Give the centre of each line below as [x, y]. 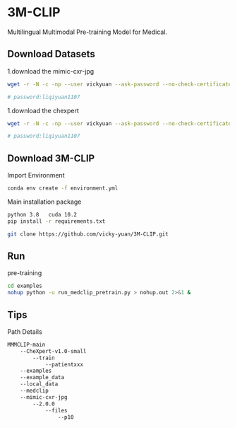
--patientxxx [64, 364]
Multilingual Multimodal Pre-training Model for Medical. [87, 32]
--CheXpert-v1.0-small [53, 351]
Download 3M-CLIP [51, 158]
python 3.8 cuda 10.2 [42, 214]
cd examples [25, 286]
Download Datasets [51, 54]
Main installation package [44, 202]
